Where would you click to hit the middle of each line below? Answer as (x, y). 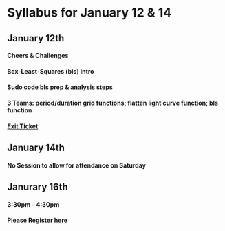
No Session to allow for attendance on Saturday (77, 165)
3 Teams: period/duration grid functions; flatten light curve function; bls (113, 103)
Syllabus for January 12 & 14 (89, 13)
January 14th (36, 147)
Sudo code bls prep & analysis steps (60, 87)
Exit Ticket (23, 126)
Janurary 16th (38, 187)
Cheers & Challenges (38, 56)
